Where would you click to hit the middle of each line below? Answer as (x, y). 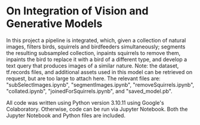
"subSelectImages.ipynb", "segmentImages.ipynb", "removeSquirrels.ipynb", (100, 84)
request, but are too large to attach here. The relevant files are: (84, 78)
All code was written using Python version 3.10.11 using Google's (85, 102)
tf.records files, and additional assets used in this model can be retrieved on (99, 72)
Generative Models (54, 24)
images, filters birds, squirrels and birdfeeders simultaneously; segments (96, 47)
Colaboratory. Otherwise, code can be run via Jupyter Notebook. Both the (97, 109)
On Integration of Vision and (77, 11)
